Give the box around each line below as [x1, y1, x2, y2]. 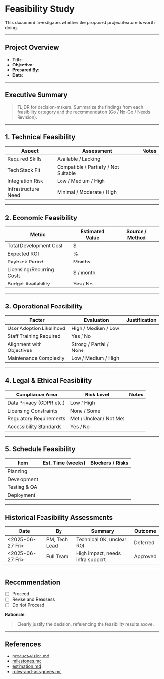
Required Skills [7, 155, 41, 162]
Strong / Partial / [71, 341, 109, 348]
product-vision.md [12, 653, 50, 659]
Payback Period [7, 258, 44, 265]
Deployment [7, 491, 36, 498]
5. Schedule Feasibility [5, 445, 76, 453]
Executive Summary [5, 91, 68, 99]
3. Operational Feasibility [5, 302, 83, 310]
